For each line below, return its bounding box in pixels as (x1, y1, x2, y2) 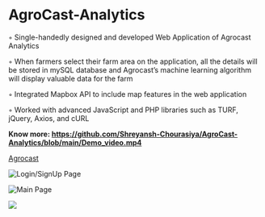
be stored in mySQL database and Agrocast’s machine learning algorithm (8, 65, 252, 74)
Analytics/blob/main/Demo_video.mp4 (8, 137, 142, 147)
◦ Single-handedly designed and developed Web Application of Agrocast (8, 32, 252, 42)
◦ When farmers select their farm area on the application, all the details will (8, 56, 258, 66)
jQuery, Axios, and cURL (8, 113, 90, 123)
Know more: (8, 129, 51, 139)
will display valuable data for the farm (8, 73, 133, 83)
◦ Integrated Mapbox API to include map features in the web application (8, 89, 247, 98)
